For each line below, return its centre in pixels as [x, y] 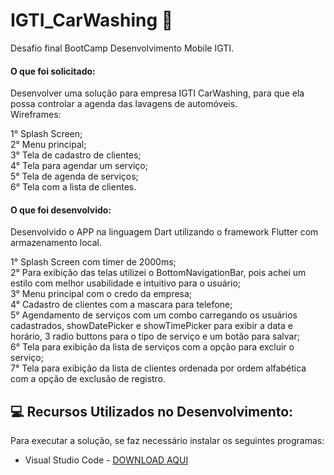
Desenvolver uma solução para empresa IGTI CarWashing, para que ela [157, 93]
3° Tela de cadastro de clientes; [76, 155]
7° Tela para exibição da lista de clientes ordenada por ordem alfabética [158, 368]
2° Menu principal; [48, 145]
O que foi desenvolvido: [61, 210]
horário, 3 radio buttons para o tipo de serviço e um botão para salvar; [155, 336]
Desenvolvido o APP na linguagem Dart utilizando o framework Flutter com [164, 232]
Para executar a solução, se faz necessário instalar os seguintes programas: [167, 441]
